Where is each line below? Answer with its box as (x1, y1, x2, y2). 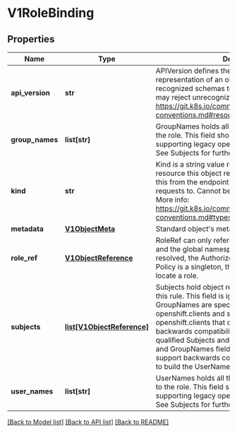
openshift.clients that (155, 318, 226, 327)
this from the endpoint (155, 177, 229, 186)
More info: (155, 195, 190, 204)
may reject (155, 93, 191, 102)
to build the (155, 362, 193, 372)
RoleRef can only (155, 235, 212, 245)
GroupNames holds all (155, 121, 229, 131)
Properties (7, 33, 55, 45)
